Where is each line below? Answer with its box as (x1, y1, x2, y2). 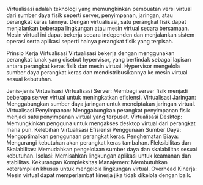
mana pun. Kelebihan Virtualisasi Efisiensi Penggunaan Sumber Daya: (6, 126, 182, 133)
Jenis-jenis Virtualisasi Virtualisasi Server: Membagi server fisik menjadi (6, 87, 188, 94)
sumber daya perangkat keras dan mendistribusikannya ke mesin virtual (6, 69, 188, 76)
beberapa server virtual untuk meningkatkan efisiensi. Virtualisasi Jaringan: (6, 94, 197, 101)
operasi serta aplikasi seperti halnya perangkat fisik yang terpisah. (6, 38, 174, 45)
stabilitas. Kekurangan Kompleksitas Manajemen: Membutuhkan (6, 159, 168, 165)
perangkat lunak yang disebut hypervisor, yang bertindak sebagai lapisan (6, 56, 191, 63)
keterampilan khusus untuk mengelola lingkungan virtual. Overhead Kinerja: (6, 165, 197, 172)
